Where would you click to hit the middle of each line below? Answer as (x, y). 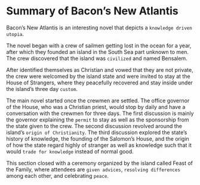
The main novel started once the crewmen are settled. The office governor (98, 101)
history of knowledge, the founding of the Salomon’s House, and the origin (98, 138)
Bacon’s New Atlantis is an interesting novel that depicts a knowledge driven (99, 28)
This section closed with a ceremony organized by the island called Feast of (99, 163)
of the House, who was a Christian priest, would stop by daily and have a (96, 107)
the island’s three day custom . (42, 89)
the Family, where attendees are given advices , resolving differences (93, 169)
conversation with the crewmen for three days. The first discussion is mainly (100, 113)
